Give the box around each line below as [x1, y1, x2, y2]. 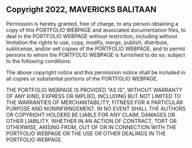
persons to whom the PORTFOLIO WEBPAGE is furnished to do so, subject [6, 51, 186, 58]
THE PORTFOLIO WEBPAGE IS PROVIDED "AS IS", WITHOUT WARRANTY [6, 86, 183, 93]
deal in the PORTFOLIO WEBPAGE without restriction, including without [6, 32, 177, 40]
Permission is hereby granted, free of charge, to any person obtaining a [6, 20, 179, 27]
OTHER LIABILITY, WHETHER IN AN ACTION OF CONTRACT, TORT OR [6, 117, 177, 125]
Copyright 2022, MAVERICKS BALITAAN [6, 5, 157, 15]
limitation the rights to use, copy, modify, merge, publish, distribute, [6, 39, 169, 46]
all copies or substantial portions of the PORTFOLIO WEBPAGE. [6, 75, 158, 82]
